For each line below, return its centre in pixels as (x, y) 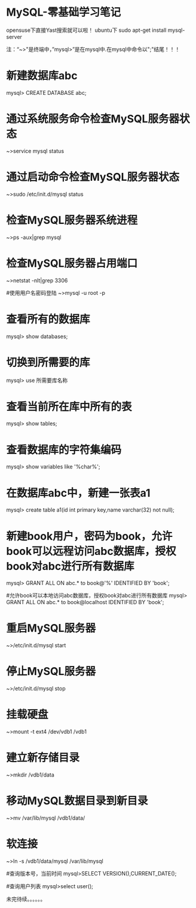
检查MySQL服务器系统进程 (72, 220)
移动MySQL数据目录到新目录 (77, 801)
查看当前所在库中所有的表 (69, 407)
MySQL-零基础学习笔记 (64, 12)
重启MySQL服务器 (51, 628)
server (14, 37)
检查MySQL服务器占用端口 (72, 263)
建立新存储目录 (43, 758)
